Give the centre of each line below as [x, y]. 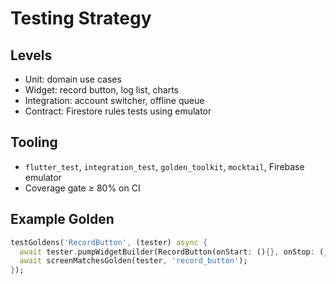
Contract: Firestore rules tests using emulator [118, 111]
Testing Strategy [81, 18]
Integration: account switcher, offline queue [114, 100]
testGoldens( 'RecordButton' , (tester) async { [109, 242]
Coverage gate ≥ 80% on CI [82, 188]
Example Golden [62, 219]
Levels [31, 55]
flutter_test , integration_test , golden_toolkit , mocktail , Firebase [164, 166]
